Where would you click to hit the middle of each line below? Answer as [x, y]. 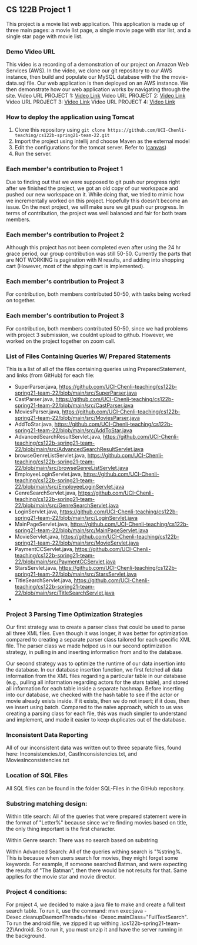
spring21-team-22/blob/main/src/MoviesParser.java [77, 418]
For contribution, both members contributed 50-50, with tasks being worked [98, 294]
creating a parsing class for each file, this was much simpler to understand [96, 713]
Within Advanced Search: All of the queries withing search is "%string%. [94, 851]
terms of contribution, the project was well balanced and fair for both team [96, 213]
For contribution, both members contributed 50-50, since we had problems [97, 328]
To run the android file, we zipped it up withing [63, 923]
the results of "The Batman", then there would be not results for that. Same [97, 870]
